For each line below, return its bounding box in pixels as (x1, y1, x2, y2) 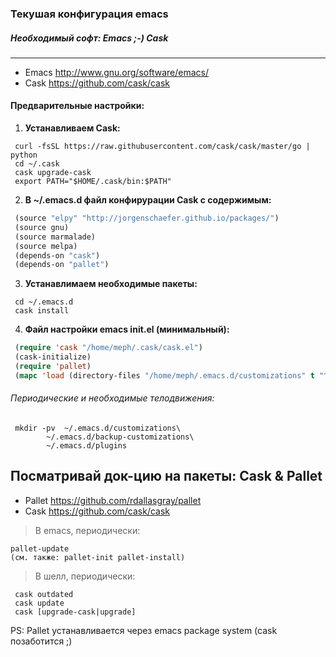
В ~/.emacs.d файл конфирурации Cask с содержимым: (24, 194, 272, 206)
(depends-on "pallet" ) (14, 260, 110, 270)
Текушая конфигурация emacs (10, 7, 169, 21)
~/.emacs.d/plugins (46, 441, 128, 451)
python (10, 150, 38, 161)
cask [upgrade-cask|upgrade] (14, 607, 137, 617)
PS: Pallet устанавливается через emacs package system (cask (10, 624, 278, 636)
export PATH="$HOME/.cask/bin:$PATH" (14, 177, 172, 187)
